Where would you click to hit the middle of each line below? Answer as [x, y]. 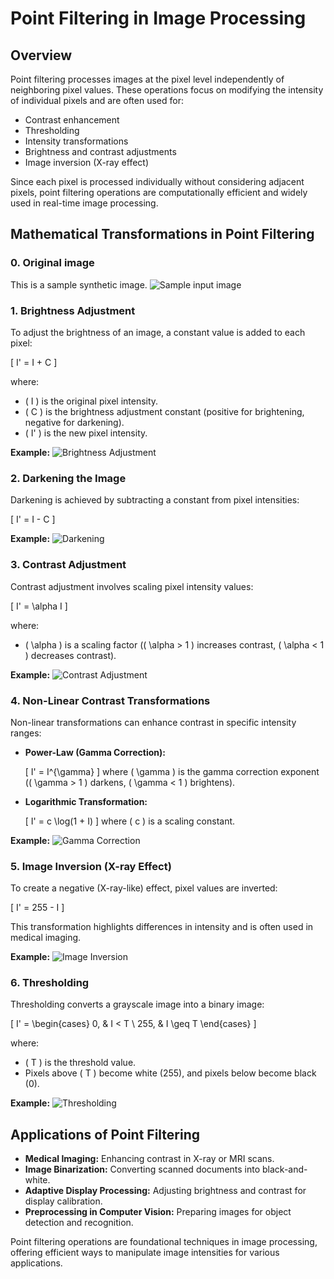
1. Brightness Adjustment [73, 310]
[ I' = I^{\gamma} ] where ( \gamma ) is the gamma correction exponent [172, 771]
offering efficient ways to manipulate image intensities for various [145, 1253]
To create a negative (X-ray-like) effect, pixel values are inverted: [144, 888]
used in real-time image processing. [84, 203]
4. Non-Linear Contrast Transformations [110, 700]
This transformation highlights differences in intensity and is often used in [162, 927]
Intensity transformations [76, 141]
